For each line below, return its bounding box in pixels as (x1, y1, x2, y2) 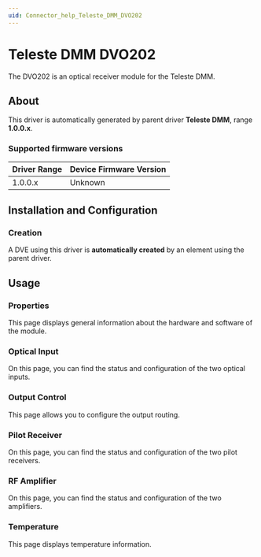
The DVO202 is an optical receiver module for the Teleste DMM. (8, 72, 215, 81)
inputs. (8, 372, 31, 382)
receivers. (8, 455, 41, 465)
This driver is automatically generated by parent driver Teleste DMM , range (8, 115, 253, 124)
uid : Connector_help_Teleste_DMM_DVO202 (8, 11, 143, 20)
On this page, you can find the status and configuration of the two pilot (8, 447, 238, 457)
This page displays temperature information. (8, 539, 152, 548)
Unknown (69, 176, 105, 188)
